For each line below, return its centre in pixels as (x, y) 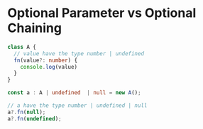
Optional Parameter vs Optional (102, 13)
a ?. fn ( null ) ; (27, 112)
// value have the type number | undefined (79, 54)
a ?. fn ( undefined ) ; (34, 118)
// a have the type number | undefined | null (77, 106)
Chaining (35, 28)
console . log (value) (49, 67)
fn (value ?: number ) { (46, 60)
